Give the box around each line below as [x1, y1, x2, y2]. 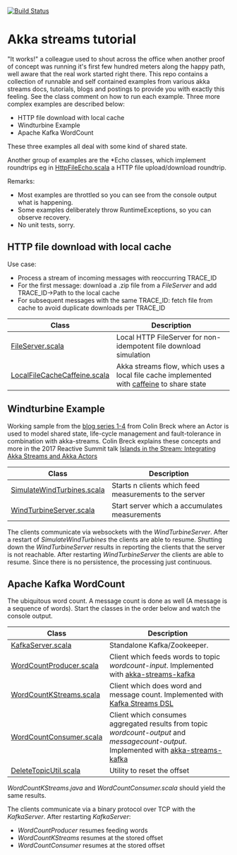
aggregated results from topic [109, 719, 208, 729]
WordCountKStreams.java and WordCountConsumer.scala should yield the [7, 784, 226, 792]
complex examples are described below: [7, 100, 126, 108]
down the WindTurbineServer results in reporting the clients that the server [7, 542, 226, 551]
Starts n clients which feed [111, 480, 200, 490]
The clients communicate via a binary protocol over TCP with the [7, 805, 196, 813]
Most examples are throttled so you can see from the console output [17, 191, 217, 199]
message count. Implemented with [109, 690, 224, 700]
